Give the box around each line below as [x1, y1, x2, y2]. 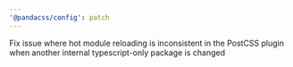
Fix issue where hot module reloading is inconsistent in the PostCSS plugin [9, 38, 284, 48]
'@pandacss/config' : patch [9, 13, 110, 22]
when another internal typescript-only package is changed [9, 46, 226, 58]
